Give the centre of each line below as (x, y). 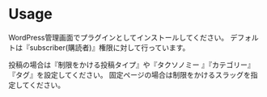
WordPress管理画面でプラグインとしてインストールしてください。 (119, 37)
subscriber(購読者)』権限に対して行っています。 (110, 47)
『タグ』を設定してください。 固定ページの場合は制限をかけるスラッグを (129, 74)
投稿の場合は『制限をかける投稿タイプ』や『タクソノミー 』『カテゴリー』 (131, 65)
